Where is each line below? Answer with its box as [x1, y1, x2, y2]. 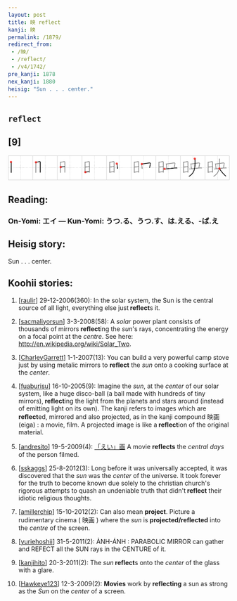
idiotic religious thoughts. [18, 493, 92, 502]
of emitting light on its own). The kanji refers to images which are [18, 404, 207, 413]
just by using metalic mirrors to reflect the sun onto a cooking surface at [18, 361, 229, 369]
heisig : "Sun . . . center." [8, 85, 94, 93]
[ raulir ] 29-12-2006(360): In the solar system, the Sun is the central [18, 296, 214, 304]
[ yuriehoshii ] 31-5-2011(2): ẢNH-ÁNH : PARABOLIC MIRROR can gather [18, 537, 224, 545]
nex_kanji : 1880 [8, 78, 56, 85]
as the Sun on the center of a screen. [18, 587, 126, 595]
